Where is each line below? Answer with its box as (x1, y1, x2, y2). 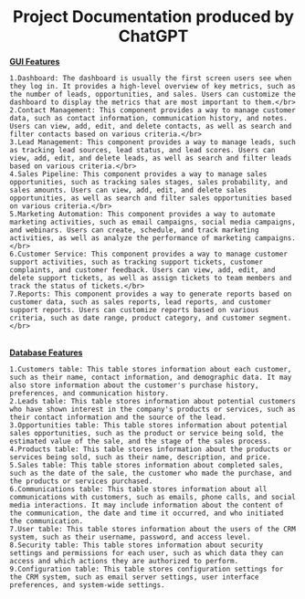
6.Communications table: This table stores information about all (9, 484, 268, 494)
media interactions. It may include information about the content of (9, 500, 284, 510)
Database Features (9, 347, 83, 358)
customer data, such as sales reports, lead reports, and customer (9, 297, 272, 307)
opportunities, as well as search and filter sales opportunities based (9, 194, 292, 203)
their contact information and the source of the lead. (9, 413, 226, 422)
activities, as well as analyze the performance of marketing (9, 233, 251, 243)
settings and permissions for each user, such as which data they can (9, 548, 284, 558)
